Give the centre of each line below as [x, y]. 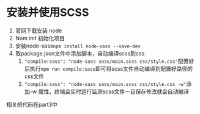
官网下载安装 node [39, 30]
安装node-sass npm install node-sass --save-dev [78, 46]
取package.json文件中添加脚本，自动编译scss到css [80, 53]
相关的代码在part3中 [32, 104]
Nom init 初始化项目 [40, 38]
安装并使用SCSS [48, 12]
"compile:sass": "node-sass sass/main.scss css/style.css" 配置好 [109, 61]
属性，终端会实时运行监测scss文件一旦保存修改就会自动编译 [114, 91]
